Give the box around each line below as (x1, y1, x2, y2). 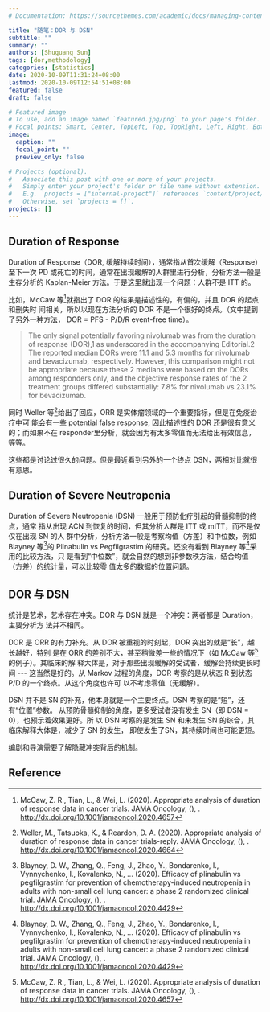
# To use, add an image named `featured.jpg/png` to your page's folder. (8, 116, 261, 124)
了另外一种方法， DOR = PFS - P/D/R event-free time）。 (8, 315, 194, 324)
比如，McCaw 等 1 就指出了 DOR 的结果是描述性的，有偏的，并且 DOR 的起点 (8, 293, 260, 304)
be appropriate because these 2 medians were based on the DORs (27, 365, 249, 375)
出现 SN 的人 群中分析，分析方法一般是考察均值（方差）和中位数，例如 (22, 531, 257, 541)
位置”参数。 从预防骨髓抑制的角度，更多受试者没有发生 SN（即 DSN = (18, 705, 249, 714)
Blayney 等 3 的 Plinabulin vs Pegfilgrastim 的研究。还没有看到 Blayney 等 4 (8, 540, 251, 551)
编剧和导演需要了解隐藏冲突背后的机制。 (8, 742, 142, 752)
